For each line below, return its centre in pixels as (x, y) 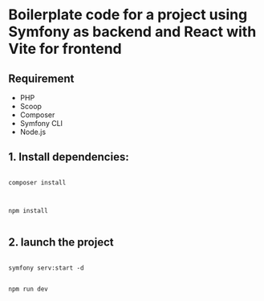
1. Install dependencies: (69, 157)
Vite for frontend (65, 49)
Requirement (41, 78)
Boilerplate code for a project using (128, 15)
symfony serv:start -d (46, 268)
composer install (37, 182)
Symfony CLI (41, 123)
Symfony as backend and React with (132, 32)
